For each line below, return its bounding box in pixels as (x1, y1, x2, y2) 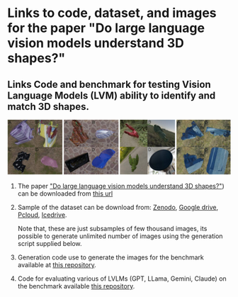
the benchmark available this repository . (17, 282, 135, 291)
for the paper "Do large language (7, 20, 205, 36)
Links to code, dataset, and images (7, 5, 217, 21)
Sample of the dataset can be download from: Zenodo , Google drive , (17, 203, 218, 212)
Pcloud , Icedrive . (17, 211, 67, 219)
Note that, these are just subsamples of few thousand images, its (17, 225, 208, 233)
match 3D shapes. (7, 101, 90, 113)
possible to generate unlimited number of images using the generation (17, 232, 223, 240)
